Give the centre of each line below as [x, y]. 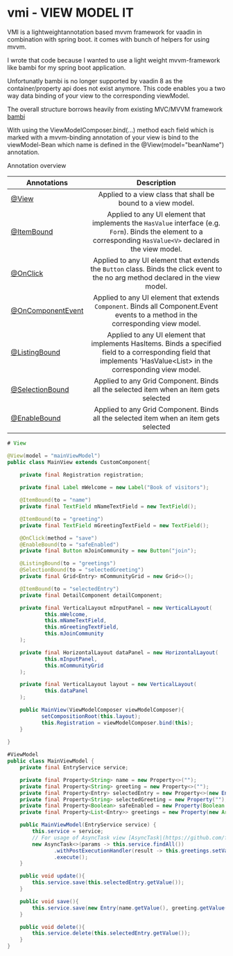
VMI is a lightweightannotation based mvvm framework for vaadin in [105, 32]
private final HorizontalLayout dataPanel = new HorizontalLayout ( [119, 652]
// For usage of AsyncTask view [79, 837]
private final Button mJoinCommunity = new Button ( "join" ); [108, 551]
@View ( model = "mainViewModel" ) [54, 456]
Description [156, 182]
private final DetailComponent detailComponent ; [91, 595]
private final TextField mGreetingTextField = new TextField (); [114, 525]
